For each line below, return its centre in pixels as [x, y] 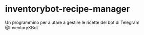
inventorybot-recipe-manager [68, 9]
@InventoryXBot [21, 27]
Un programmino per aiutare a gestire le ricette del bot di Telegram [72, 22]
